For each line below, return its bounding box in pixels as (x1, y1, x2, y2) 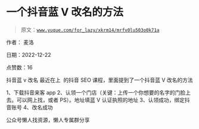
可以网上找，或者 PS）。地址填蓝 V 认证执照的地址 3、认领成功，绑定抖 (16, 96, 190, 104)
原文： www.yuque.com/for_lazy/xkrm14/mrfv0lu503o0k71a (20, 26, 160, 33)
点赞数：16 (6, 63, 33, 71)
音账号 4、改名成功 (6, 104, 53, 111)
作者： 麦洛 (6, 38, 34, 46)
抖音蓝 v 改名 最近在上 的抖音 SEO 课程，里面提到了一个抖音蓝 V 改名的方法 (6, 76, 194, 83)
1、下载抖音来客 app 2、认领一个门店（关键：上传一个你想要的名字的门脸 (6, 89, 186, 96)
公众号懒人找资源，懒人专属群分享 (6, 116, 90, 123)
